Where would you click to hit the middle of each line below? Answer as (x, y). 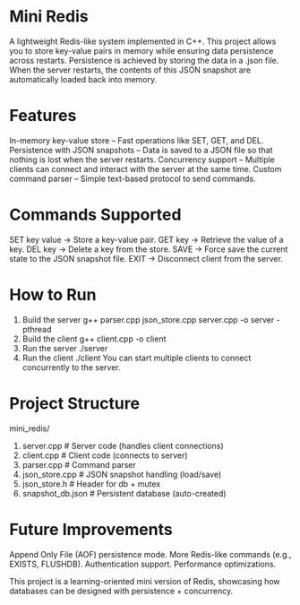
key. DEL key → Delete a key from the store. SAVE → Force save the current (149, 249)
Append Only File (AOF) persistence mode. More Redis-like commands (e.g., (150, 554)
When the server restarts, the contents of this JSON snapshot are (130, 70)
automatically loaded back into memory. (83, 79)
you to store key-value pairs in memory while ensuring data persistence (141, 50)
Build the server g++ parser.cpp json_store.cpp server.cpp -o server (148, 319)
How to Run (53, 295)
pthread (37, 329)
